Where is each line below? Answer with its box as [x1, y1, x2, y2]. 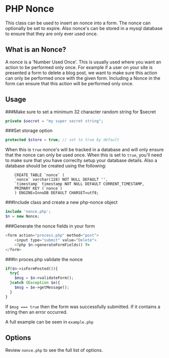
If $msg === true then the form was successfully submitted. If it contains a [5, 303, 160, 310]
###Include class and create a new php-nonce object [5, 199, 118, 206]
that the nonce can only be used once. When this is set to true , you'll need [5, 152, 162, 158]
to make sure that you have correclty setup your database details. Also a [5, 157, 157, 164]
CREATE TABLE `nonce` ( [14, 173, 65, 178]
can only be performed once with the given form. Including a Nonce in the [5, 75, 161, 81]
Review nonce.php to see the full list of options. [5, 347, 103, 353]
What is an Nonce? [5, 45, 66, 54]
